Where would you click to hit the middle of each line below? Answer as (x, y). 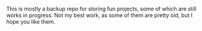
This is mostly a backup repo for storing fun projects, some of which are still (101, 9)
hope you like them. (31, 22)
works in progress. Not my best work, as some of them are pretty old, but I (99, 15)
